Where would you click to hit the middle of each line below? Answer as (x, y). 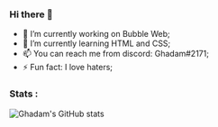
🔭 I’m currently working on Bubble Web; (96, 34)
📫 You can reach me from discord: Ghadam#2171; (116, 54)
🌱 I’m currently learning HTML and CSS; (96, 43)
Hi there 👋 (32, 14)
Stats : (24, 94)
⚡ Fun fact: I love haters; (68, 68)
